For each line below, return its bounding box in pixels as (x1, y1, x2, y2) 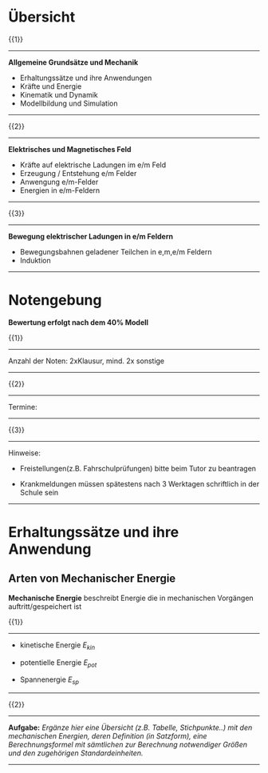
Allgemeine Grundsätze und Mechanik (8, 57, 139, 67)
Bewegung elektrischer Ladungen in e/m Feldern (8, 231, 174, 241)
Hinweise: (8, 448, 41, 458)
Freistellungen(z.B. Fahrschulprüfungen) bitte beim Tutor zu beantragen (19, 463, 257, 473)
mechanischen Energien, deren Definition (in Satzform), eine (8, 731, 207, 741)
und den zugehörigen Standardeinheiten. (8, 748, 144, 758)
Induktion (19, 255, 51, 265)
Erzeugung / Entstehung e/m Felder (19, 168, 137, 178)
